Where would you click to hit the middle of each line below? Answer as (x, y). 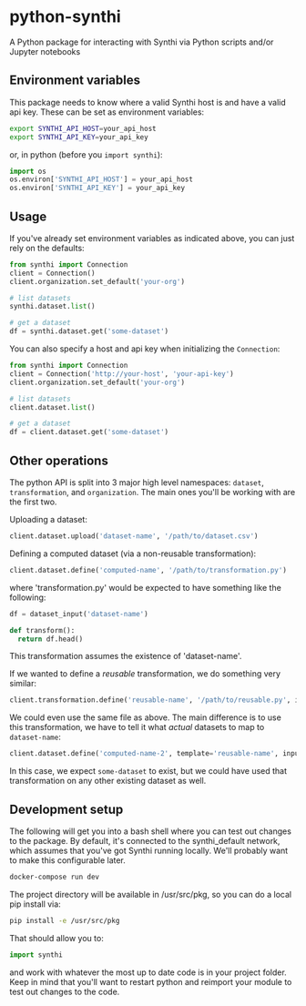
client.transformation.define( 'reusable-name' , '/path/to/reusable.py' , (150, 700)
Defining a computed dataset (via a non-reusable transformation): (133, 554)
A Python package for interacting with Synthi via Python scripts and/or (142, 42)
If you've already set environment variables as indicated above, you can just (152, 238)
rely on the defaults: (47, 248)
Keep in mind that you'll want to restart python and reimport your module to (151, 981)
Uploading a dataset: (49, 519)
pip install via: (35, 904)
